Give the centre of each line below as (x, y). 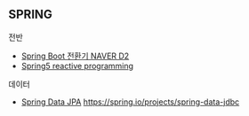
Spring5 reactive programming (77, 66)
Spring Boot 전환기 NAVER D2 (75, 56)
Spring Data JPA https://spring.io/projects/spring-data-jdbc (130, 102)
